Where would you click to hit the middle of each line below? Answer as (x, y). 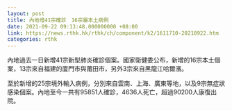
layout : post (26, 14)
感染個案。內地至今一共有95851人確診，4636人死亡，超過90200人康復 (109, 92)
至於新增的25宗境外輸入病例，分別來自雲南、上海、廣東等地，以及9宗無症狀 (116, 83)
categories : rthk (32, 40)
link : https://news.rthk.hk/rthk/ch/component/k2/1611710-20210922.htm (113, 33)
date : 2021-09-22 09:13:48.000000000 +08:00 (73, 26)
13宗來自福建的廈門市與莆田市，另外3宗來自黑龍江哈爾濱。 (103, 69)
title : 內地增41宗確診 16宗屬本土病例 (58, 20)
